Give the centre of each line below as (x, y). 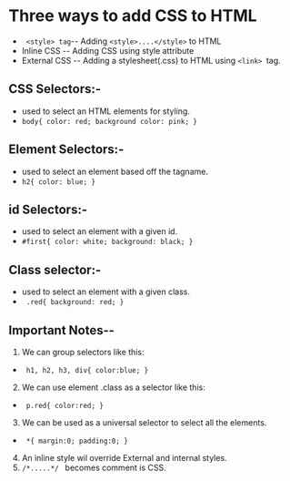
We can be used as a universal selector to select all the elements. (144, 423)
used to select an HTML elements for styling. (105, 111)
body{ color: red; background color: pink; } (109, 121)
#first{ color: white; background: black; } (107, 242)
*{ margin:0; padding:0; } (77, 441)
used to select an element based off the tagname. (115, 171)
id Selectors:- (48, 209)
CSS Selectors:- (55, 89)
